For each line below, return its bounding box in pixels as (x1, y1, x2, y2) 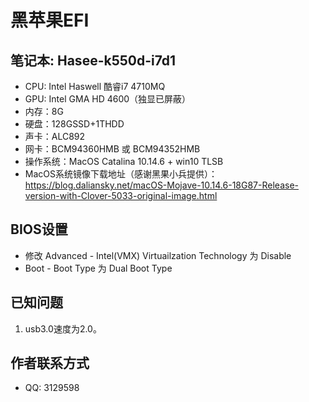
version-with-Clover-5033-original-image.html (24, 190, 218, 201)
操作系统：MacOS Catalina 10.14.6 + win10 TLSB (24, 156, 224, 167)
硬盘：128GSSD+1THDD (24, 118, 125, 130)
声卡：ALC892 (24, 131, 86, 142)
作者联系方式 (10, 355, 90, 372)
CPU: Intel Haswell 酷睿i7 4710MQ (24, 81, 166, 92)
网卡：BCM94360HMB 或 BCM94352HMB (24, 143, 201, 155)
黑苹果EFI (10, 9, 90, 32)
